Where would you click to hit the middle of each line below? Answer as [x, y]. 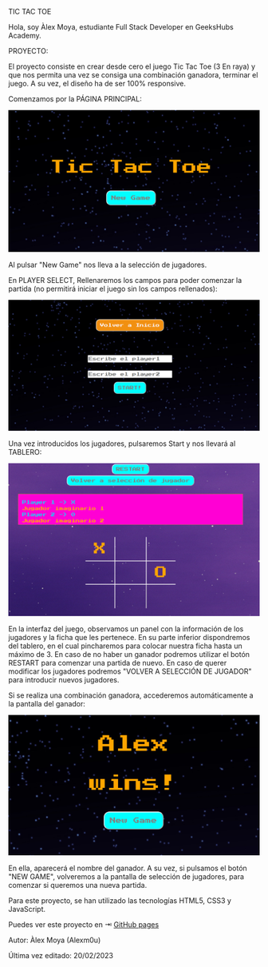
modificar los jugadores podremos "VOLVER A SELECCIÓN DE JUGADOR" [130, 671]
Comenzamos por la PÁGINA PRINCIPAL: [75, 99]
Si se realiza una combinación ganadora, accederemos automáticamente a [131, 695]
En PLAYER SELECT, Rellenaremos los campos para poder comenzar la [125, 281]
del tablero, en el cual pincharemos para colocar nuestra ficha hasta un [125, 646]
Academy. [25, 36]
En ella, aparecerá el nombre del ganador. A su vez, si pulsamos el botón [128, 868]
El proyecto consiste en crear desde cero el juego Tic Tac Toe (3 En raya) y [132, 66]
